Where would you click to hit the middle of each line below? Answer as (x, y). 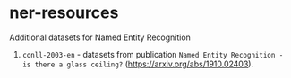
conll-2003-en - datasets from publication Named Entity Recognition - (153, 54)
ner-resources (64, 13)
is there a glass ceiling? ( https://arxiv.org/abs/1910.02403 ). (137, 64)
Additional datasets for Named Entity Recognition (100, 37)
